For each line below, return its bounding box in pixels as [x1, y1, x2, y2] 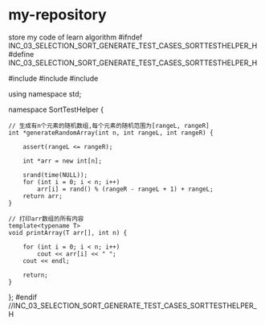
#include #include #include [8, 73, 99, 83]
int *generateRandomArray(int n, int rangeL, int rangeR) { [8, 129, 214, 137]
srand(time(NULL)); [22, 171, 88, 179]
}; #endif [8, 292, 38, 302]
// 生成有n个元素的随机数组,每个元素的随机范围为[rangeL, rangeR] [8, 121, 210, 130]
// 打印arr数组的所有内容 [8, 215, 84, 223]
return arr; [22, 191, 63, 200]
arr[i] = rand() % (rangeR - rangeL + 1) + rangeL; [37, 185, 214, 193]
